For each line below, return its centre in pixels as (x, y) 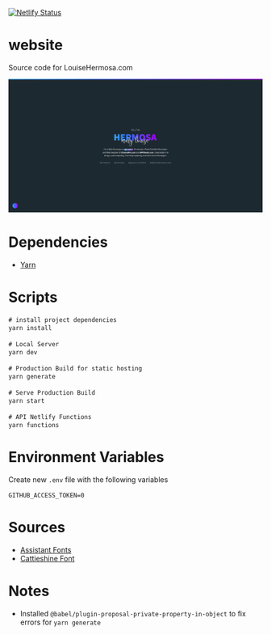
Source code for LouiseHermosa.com (71, 67)
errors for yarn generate (60, 622)
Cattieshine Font (47, 558)
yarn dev (23, 353)
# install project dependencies (63, 320)
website (35, 45)
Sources (37, 528)
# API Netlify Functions (50, 417)
